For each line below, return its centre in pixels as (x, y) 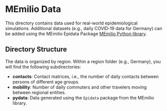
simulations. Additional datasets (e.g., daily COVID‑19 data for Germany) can (84, 28)
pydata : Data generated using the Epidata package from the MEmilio (83, 97)
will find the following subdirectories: (43, 66)
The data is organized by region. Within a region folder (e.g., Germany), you (83, 61)
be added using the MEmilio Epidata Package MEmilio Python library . (76, 33)
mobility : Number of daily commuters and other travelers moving (79, 87)
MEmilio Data (33, 9)
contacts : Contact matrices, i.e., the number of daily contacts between (85, 76)
